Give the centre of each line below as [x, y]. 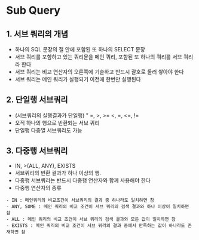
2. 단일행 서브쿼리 [37, 100]
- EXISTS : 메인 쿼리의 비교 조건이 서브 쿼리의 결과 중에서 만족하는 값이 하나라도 [96, 225]
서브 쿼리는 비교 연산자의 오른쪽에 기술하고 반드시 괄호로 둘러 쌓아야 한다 [99, 72]
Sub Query [33, 10]
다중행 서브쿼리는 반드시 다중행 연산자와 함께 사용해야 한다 [83, 180]
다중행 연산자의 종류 [38, 187]
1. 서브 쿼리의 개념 [37, 34]
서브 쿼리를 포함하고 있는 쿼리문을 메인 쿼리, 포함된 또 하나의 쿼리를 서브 [98, 57]
